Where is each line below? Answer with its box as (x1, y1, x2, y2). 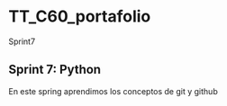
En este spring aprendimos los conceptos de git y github (8, 85, 218, 96)
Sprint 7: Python (8, 62, 101, 77)
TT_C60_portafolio (8, 6, 151, 27)
